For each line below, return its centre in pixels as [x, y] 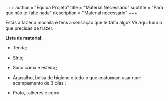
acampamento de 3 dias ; [39, 83]
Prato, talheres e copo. [37, 93]
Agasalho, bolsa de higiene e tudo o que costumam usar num [77, 78]
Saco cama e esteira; [35, 68]
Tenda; [20, 48]
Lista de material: [24, 38]
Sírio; [18, 58]
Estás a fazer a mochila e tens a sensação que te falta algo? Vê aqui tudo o [84, 23]
